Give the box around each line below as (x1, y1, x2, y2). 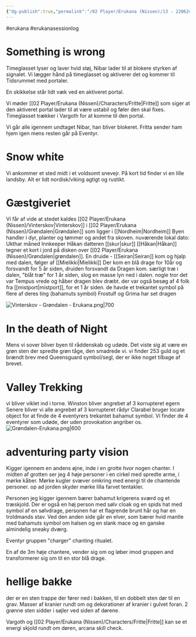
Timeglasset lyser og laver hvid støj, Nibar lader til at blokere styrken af (6, 64, 177, 71)
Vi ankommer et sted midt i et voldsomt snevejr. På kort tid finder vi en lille (6, 169, 184, 176)
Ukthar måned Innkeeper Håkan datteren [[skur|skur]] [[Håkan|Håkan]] (6, 241, 177, 248)
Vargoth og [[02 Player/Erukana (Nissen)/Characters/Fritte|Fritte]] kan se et (6, 618, 187, 625)
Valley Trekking (6, 381, 83, 394)
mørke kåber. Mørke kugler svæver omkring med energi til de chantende (6, 477, 180, 484)
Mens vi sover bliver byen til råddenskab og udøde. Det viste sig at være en (6, 341, 188, 348)
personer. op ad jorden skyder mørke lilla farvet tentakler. (6, 484, 144, 491)
